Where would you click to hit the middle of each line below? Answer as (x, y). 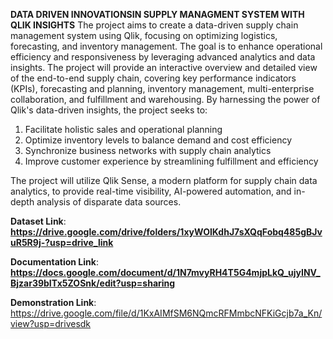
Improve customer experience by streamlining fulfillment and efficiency (171, 161)
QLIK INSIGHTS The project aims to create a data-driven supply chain (154, 25)
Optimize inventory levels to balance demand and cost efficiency (158, 140)
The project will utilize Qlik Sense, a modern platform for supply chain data (164, 180)
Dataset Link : (38, 221)
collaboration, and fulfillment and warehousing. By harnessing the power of (165, 99)
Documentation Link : (54, 262)
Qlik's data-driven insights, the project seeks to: (109, 110)
